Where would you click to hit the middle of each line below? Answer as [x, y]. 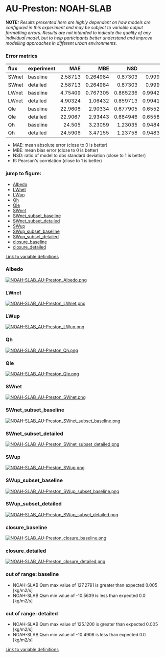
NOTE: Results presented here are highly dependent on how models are [78, 22]
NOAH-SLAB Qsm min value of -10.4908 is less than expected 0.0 [79, 634]
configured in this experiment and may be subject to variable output [74, 27]
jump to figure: [24, 174]
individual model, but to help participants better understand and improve [79, 38]
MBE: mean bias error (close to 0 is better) [55, 150]
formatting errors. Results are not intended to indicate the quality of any [78, 32]
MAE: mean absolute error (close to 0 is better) [60, 145]
